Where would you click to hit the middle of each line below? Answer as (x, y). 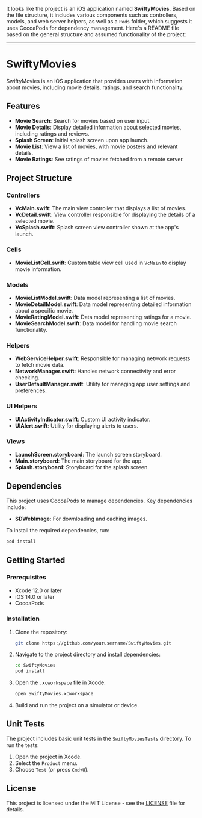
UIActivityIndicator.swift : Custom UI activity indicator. (83, 419)
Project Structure (39, 178)
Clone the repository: (41, 632)
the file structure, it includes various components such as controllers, (92, 15)
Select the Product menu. (46, 763)
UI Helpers (22, 406)
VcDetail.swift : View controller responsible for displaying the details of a (105, 215)
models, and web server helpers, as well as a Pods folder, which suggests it (99, 21)
